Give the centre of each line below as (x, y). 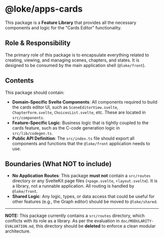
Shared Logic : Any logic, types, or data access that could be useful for (83, 196)
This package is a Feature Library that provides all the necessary (71, 22)
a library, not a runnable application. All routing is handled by (73, 186)
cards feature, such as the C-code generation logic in (66, 128)
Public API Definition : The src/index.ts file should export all (73, 138)
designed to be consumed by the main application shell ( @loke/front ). (75, 65)
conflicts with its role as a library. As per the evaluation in (62, 221)
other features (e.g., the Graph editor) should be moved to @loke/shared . (85, 202)
